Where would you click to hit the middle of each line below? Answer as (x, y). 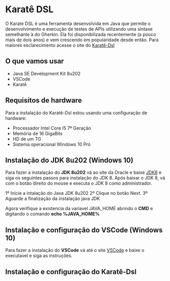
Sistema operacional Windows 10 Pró (51, 144)
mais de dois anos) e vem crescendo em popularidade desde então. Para (82, 40)
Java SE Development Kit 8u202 (47, 73)
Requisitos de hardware (44, 100)
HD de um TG (27, 139)
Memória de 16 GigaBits (37, 133)
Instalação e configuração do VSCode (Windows (84, 230)
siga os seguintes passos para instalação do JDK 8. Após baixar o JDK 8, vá (85, 178)
